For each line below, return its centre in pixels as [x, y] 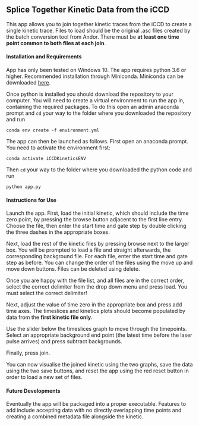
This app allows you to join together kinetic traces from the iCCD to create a [99, 24]
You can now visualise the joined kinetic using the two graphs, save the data [99, 365]
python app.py [24, 187]
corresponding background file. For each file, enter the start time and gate [97, 256]
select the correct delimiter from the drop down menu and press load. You [97, 287]
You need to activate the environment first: [59, 148]
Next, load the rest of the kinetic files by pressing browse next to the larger [98, 244]
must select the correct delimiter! [47, 293]
